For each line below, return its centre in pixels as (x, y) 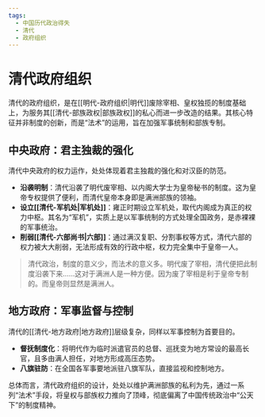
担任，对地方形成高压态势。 (114, 358)
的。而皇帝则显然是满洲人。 (73, 283)
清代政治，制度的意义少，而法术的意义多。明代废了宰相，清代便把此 (139, 264)
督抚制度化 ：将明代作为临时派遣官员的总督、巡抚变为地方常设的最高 (131, 348)
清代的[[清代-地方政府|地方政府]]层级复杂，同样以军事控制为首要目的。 (124, 331)
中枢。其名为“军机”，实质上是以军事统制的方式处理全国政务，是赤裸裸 (141, 217)
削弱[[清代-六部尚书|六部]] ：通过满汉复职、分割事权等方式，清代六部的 (136, 237)
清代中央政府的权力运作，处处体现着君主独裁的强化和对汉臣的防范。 (119, 170)
